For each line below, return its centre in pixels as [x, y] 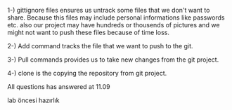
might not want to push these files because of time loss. [89, 32]
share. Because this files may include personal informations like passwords [116, 18]
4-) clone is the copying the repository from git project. [87, 73]
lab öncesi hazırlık [33, 100]
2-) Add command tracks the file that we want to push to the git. [100, 46]
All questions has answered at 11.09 [59, 87]
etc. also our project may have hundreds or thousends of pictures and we [114, 25]
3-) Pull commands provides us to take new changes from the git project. [113, 60]
